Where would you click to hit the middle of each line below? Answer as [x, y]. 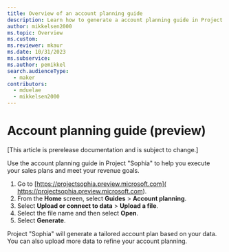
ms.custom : [23, 39]
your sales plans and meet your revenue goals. [73, 170]
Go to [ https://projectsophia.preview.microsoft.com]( [92, 184]
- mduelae [27, 90]
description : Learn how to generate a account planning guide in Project [115, 20]
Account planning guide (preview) [107, 131]
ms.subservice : [29, 59]
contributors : [28, 84]
